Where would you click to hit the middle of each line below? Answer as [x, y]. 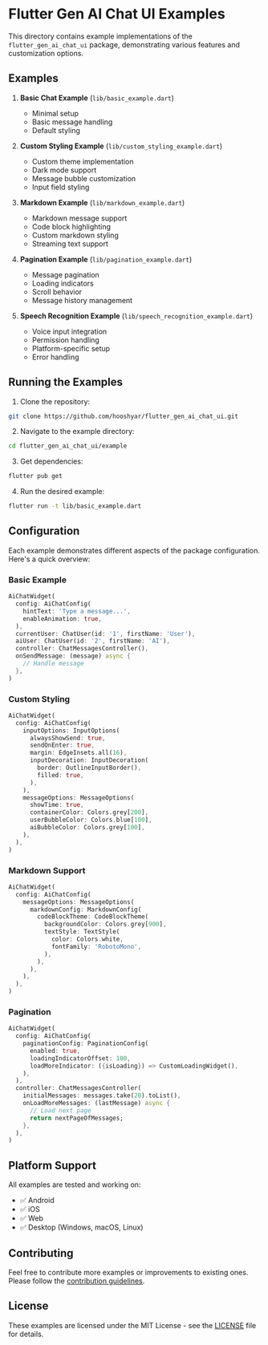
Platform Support [52, 1165]
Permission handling [66, 340]
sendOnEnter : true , [62, 745]
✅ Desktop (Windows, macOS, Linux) [81, 1227]
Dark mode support [64, 170]
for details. [26, 1334]
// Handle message [53, 664]
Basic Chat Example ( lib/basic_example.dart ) [97, 98]
